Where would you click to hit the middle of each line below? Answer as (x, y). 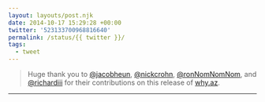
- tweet (28, 52)
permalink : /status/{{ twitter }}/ (67, 37)
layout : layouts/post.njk (50, 15)
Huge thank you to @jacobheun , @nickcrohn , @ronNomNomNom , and (142, 74)
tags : (17, 45)
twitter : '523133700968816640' (60, 30)
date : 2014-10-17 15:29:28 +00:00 (65, 23)
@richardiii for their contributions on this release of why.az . (124, 82)
